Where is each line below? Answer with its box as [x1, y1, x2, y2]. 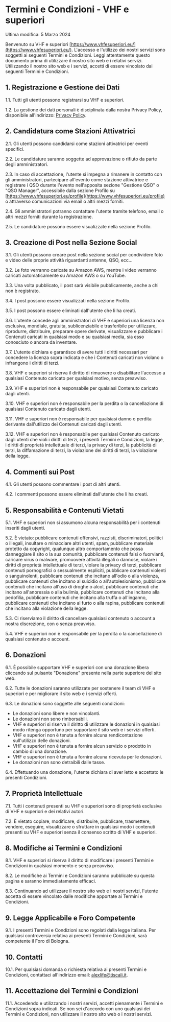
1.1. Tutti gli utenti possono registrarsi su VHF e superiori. [5, 97, 125, 103]
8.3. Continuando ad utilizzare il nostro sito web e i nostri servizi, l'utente [5, 888, 158, 894]
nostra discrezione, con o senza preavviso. [5, 621, 96, 627]
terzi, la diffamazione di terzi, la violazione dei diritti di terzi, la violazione [5, 447, 158, 454]
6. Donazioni [5, 651, 46, 659]
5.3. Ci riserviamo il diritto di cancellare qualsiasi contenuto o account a [5, 615, 156, 621]
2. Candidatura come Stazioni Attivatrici [5, 127, 135, 136]
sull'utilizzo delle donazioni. [12, 737, 71, 744]
